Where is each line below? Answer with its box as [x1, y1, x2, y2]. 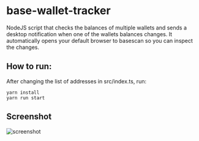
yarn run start [6, 94, 45, 101]
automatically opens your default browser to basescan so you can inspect [6, 37, 193, 44]
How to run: [6, 61, 52, 72]
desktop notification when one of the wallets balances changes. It [6, 30, 173, 37]
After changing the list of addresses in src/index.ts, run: [6, 77, 147, 85]
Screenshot [6, 112, 52, 122]
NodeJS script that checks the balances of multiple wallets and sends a [6, 24, 187, 31]
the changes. [6, 44, 40, 51]
